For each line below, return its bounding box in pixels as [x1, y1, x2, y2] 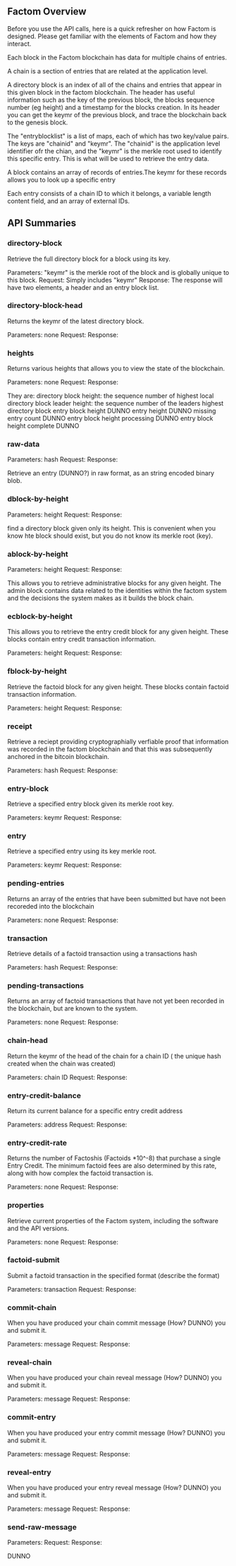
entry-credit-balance [7, 1090, 81, 1100]
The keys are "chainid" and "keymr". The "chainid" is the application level [7, 139, 221, 148]
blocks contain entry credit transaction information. [7, 635, 156, 644]
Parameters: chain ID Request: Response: [7, 1073, 128, 1081]
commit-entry [7, 1413, 56, 1423]
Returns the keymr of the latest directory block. [7, 317, 144, 325]
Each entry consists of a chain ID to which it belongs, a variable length [7, 189, 211, 197]
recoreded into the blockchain [7, 902, 94, 910]
